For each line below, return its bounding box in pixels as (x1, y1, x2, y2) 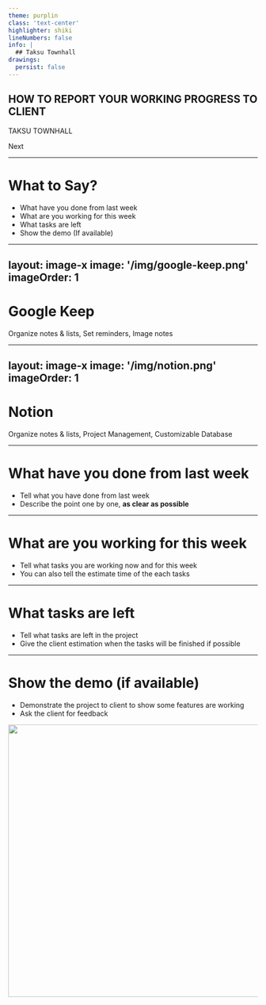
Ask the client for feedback (19, 709, 108, 718)
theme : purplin (8, 11, 59, 20)
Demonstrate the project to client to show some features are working (19, 700, 245, 709)
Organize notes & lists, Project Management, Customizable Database (8, 430, 233, 439)
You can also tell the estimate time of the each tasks (19, 569, 190, 579)
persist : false (15, 63, 66, 71)
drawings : (8, 56, 41, 64)
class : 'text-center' (8, 19, 80, 27)
